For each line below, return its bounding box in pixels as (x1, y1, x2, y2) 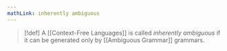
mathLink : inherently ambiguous (7, 10, 100, 17)
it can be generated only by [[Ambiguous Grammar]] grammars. (23, 35, 205, 44)
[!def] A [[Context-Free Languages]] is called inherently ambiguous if (23, 29, 221, 37)
